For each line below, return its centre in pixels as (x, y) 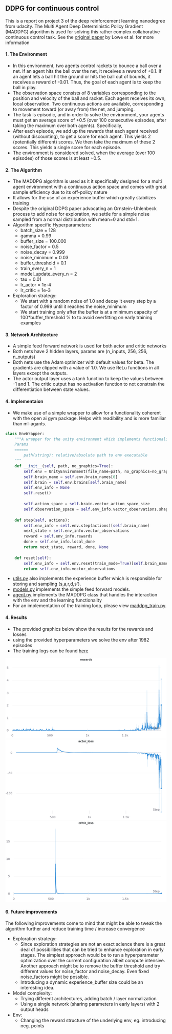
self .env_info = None (47, 488)
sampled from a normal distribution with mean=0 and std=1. (76, 219)
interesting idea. (37, 987)
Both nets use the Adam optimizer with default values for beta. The (83, 362)
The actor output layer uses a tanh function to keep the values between (88, 379)
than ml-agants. (29, 423)
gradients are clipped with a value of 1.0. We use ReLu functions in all (86, 368)
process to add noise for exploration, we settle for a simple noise (81, 214)
